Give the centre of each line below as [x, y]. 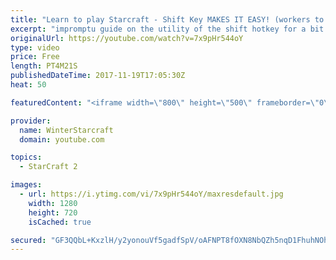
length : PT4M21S [44, 66]
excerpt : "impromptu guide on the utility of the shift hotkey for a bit [167, 29]
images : [26, 185]
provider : [31, 121]
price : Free [35, 57]
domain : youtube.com [62, 139]
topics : [26, 157]
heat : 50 [28, 85]
